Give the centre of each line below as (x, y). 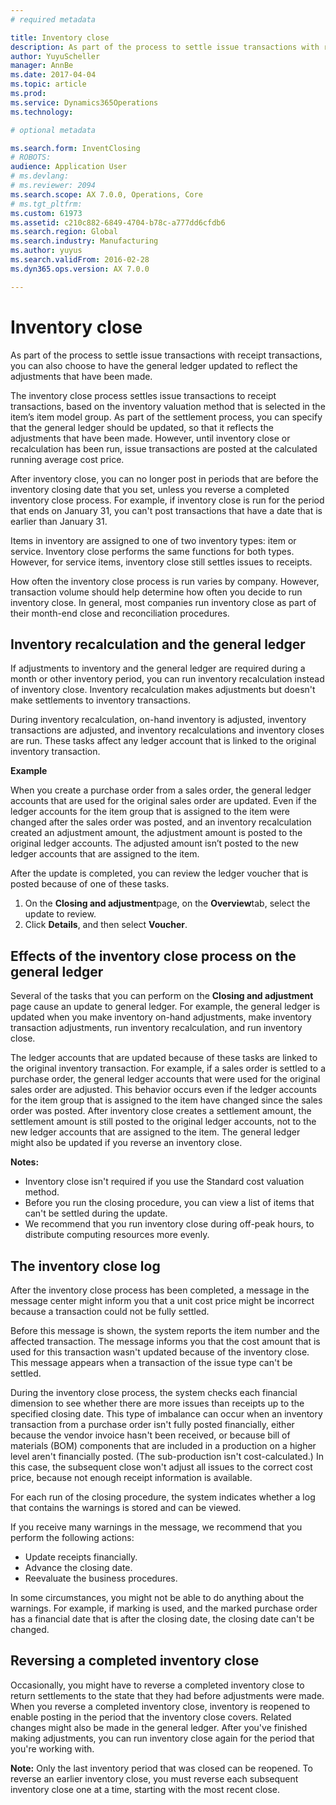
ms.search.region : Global (64, 232)
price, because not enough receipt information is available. (131, 1477)
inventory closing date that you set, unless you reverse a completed (150, 489)
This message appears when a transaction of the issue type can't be (151, 1362)
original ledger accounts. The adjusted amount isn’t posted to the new (154, 843)
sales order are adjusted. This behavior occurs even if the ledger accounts (164, 1090)
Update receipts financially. (81, 1557)
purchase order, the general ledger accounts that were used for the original (165, 1079)
